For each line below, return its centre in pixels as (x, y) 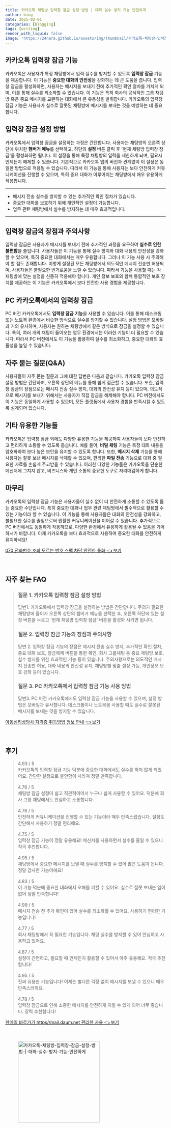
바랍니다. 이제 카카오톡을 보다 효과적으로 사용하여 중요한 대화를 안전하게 (90, 533)
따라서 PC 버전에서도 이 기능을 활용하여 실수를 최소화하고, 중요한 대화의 (87, 339)
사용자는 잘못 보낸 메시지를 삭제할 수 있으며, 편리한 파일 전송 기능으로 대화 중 (81, 458)
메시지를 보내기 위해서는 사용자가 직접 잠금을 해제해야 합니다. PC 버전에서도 (90, 395)
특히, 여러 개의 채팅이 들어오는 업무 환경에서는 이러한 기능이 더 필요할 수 (83, 333)
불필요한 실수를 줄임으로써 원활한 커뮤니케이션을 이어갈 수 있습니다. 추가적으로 (83, 520)
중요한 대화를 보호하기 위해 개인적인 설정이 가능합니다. (66, 203)
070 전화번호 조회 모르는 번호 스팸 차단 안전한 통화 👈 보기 (63, 550)
